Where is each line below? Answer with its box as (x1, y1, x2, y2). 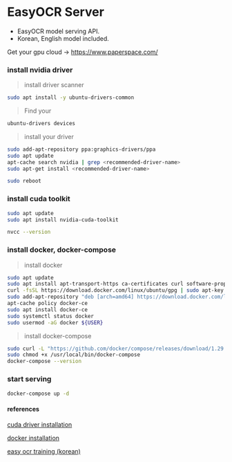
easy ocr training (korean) (7, 447, 81, 455)
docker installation (7, 434, 60, 442)
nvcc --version (7, 229, 51, 236)
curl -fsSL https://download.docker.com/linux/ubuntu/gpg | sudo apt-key (7, 287, 224, 294)
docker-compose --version (7, 358, 81, 365)
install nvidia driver (7, 65, 73, 75)
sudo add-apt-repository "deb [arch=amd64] (7, 293, 135, 301)
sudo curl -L (7, 345, 45, 352)
